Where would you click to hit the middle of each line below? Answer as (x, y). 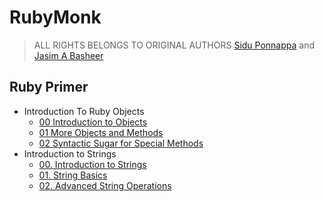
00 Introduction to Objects (93, 122)
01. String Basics (73, 175)
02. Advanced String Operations (105, 185)
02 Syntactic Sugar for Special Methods (121, 143)
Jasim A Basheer (68, 55)
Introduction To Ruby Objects (84, 111)
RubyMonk (55, 17)
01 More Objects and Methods (101, 132)
